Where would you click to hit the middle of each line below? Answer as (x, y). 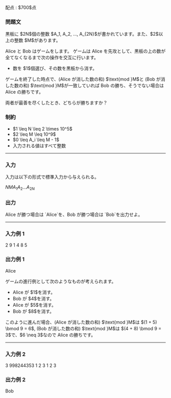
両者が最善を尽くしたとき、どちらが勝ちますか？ (56, 103)
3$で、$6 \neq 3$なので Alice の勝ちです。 (50, 335)
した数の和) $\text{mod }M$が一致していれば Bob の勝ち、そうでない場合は (85, 86)
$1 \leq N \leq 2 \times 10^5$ (42, 128)
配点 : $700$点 (21, 7)
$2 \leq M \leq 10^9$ (34, 134)
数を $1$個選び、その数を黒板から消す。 (55, 68)
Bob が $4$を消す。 (33, 298)
